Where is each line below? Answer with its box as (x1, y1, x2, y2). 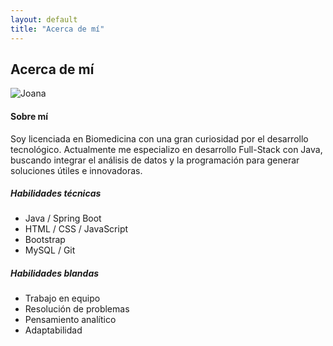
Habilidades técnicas (10, 187, 102, 200)
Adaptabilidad (24, 324, 83, 336)
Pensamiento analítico (24, 314, 117, 326)
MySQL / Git (24, 244, 76, 256)
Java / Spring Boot (24, 212, 102, 225)
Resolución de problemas (24, 303, 130, 315)
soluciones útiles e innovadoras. (10, 164, 143, 176)
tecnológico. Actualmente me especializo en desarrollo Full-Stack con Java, (10, 143, 323, 155)
